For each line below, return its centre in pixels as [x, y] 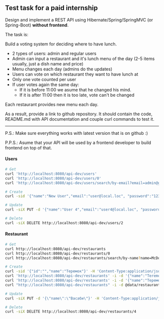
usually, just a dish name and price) [48, 64]
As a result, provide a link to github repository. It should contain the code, [79, 114]
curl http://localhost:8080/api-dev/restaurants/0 [58, 254]
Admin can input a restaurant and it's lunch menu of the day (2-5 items [83, 59]
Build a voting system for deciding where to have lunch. [61, 44]
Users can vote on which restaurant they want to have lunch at [75, 74]
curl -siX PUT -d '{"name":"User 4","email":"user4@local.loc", [72, 210]
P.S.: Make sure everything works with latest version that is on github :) [76, 133]
